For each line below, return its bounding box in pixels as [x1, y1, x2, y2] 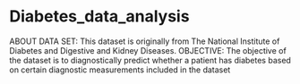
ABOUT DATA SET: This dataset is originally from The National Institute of [9, 36, 280, 46]
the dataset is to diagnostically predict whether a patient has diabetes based [9, 55, 291, 65]
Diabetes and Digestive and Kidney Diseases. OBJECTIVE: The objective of [9, 45, 287, 55]
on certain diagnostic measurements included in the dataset [9, 64, 231, 75]
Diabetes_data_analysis [9, 6, 190, 27]
